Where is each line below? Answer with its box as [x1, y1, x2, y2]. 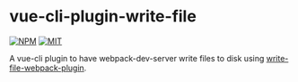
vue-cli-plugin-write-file [9, 6, 197, 27]
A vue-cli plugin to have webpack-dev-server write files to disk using [9, 53, 265, 63]
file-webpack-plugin [9, 62, 85, 73]
